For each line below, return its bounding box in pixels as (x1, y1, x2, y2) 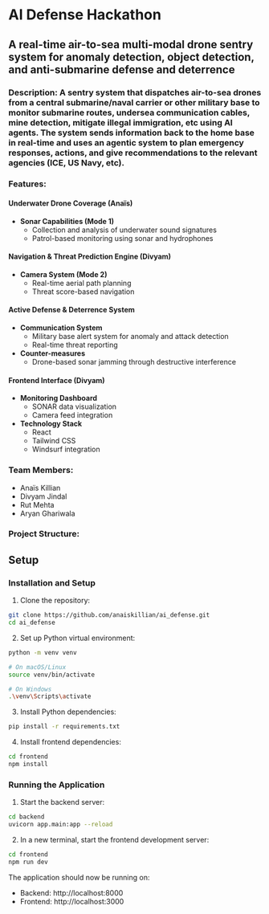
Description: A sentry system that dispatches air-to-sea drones (8, 87, 262, 98)
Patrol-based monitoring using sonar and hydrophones (31, 233, 214, 243)
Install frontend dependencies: (19, 737, 122, 747)
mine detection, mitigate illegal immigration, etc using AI (8, 116, 233, 128)
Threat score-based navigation (31, 287, 135, 296)
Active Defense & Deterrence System (8, 305, 135, 315)
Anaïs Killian (19, 483, 61, 492)
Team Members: (8, 464, 74, 475)
